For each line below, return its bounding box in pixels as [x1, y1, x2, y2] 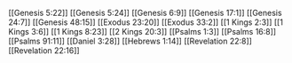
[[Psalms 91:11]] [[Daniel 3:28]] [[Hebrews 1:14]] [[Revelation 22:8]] [8, 35, 252, 46]
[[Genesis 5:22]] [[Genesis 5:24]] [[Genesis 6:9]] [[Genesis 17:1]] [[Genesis [8, 8, 282, 18]
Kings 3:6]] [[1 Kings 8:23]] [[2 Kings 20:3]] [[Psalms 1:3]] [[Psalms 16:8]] [8, 27, 277, 36]
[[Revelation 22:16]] [8, 45, 81, 56]
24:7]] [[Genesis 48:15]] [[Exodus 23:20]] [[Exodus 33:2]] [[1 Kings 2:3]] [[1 [8, 17, 283, 28]
